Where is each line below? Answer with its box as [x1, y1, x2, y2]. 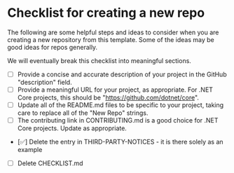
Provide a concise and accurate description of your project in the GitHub [17, 70, 227, 78]
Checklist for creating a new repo [7, 5, 205, 21]
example [17, 146, 43, 154]
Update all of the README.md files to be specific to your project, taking [17, 101, 224, 109]
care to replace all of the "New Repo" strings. [17, 109, 149, 117]
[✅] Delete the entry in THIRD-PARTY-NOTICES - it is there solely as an [17, 138, 223, 146]
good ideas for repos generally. [7, 43, 98, 51]
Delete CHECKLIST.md [17, 159, 83, 167]
